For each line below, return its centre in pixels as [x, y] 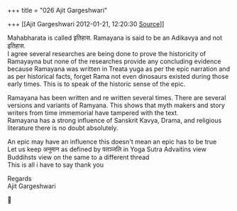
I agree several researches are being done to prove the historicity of [107, 54]
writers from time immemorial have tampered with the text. [93, 113]
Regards [20, 178]
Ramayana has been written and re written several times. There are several [117, 98]
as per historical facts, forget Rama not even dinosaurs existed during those [118, 76]
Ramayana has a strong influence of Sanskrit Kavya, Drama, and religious [115, 120]
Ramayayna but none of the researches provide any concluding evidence [114, 61]
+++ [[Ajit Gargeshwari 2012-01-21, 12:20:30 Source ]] [86, 24]
